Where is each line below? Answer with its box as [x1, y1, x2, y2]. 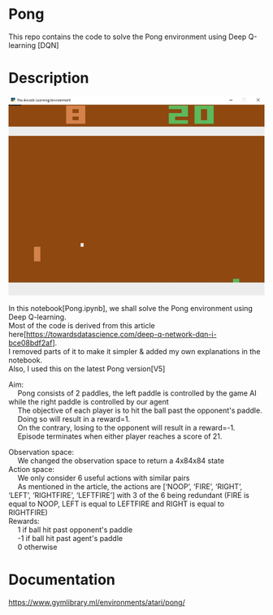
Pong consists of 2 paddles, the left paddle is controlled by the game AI [17, 388, 258, 398]
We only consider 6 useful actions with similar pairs [17, 473, 190, 483]
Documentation [8, 570, 116, 589]
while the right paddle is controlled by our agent [8, 397, 169, 407]
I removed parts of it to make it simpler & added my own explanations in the [8, 347, 261, 357]
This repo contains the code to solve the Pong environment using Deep [8, 32, 247, 41]
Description [8, 69, 89, 88]
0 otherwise [17, 542, 58, 552]
